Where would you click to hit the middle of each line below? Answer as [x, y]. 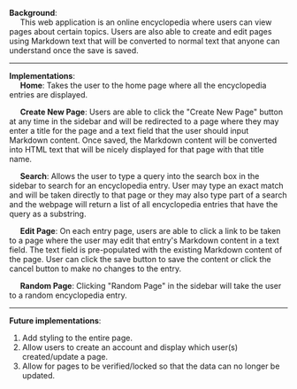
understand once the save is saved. [74, 51]
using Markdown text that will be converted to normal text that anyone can [145, 41]
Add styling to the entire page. [77, 338]
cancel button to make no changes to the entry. [95, 268]
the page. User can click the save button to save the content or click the [140, 259]
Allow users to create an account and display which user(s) [130, 347]
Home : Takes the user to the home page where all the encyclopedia [143, 85]
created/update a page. [65, 357]
